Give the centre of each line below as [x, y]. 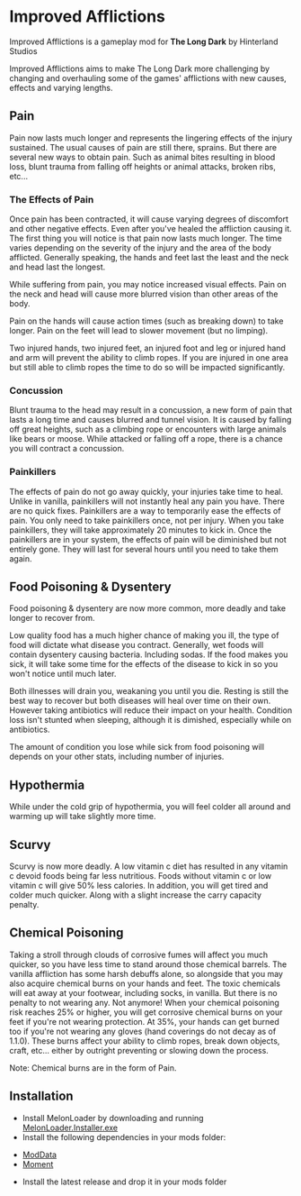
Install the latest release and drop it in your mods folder [124, 1182]
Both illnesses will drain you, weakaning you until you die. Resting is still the [149, 691]
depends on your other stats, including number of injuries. [117, 757]
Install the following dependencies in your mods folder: [124, 1137]
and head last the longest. [58, 267]
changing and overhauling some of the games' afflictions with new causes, [148, 78]
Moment [38, 1164]
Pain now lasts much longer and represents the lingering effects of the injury [151, 138]
